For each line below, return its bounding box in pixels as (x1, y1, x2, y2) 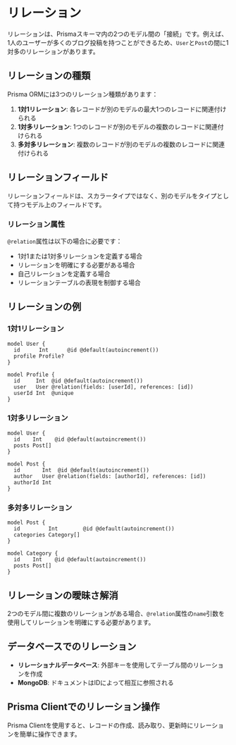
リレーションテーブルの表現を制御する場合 (17, 278, 141, 287)
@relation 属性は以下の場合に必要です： (7, 237, 123, 245)
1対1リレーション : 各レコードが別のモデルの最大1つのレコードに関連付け (17, 105, 227, 113)
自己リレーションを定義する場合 (17, 269, 111, 277)
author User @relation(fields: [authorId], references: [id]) (13, 472, 206, 480)
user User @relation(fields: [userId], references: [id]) (13, 383, 194, 390)
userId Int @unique (13, 389, 74, 396)
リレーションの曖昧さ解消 (7, 589, 118, 601)
